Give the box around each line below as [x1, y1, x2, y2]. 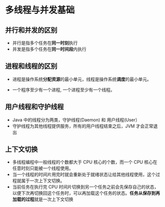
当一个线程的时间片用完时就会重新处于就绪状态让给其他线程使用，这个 [12, 172, 156, 178]
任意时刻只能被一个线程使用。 [12, 165, 73, 171]
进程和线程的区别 [5, 62, 57, 70]
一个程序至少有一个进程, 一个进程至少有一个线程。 [12, 86, 115, 92]
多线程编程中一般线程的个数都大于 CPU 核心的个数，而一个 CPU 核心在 [12, 159, 158, 165]
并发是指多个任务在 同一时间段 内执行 [12, 46, 87, 52]
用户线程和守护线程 [5, 103, 64, 111]
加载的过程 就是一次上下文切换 [12, 197, 73, 203]
